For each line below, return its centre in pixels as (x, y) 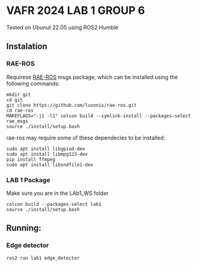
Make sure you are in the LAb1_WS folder (58, 193)
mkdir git (19, 95)
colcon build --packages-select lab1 (54, 204)
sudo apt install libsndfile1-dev (50, 164)
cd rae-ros (20, 110)
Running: (24, 228)
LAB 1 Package (28, 180)
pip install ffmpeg (31, 159)
